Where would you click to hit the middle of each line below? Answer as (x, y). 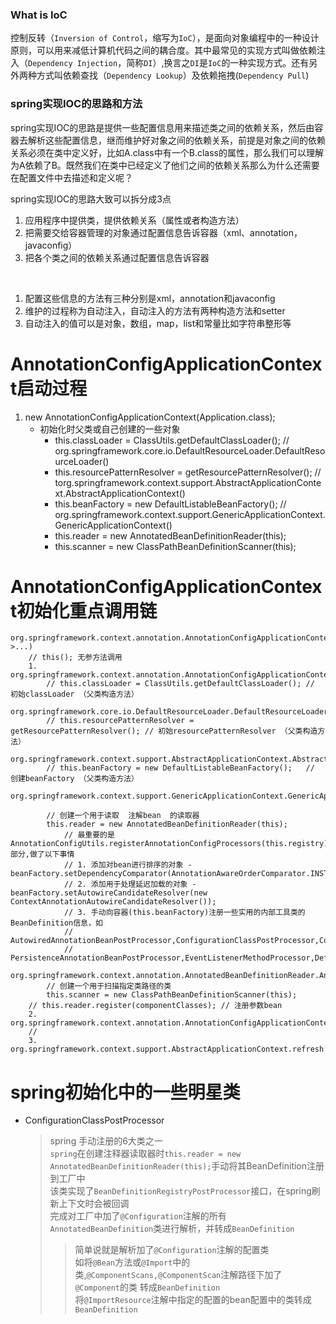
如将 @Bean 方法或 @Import (123, 1262)
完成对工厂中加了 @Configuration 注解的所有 (138, 1216)
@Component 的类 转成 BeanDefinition (147, 1287)
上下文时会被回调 (94, 1204)
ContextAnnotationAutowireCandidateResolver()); (113, 902)
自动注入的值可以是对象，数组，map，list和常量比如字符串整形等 (158, 323)
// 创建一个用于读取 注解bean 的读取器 (123, 816)
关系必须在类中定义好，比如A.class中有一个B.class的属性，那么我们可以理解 (167, 152)
